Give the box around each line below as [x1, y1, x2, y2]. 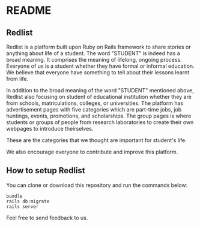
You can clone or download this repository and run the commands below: [6, 181, 188, 189]
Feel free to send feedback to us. [6, 214, 88, 221]
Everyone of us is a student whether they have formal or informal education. [6, 62, 195, 70]
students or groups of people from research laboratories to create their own [6, 119, 194, 126]
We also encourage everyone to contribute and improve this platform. [6, 148, 178, 155]
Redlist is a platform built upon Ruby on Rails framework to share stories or [6, 43, 191, 50]
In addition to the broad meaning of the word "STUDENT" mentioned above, [6, 87, 194, 94]
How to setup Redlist [6, 165, 85, 176]
